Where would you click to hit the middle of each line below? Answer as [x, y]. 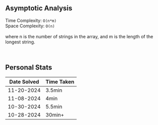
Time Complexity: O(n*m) [31, 20]
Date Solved [24, 82]
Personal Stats [29, 68]
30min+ [55, 114]
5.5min [54, 106]
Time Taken [60, 82]
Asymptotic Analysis [39, 8]
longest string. [20, 42]
